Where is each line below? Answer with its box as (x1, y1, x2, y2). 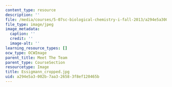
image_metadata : (5, 27, 40, 32)
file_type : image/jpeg (5, 21, 54, 27)
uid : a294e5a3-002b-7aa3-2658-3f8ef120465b (5, 74, 100, 79)
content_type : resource (5, 7, 56, 13)
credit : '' (10, 36, 33, 41)
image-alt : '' (10, 41, 40, 46)
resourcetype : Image (5, 64, 50, 70)
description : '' (5, 12, 40, 17)
